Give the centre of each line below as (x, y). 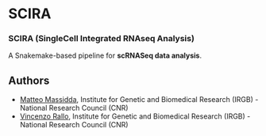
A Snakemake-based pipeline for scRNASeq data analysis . (105, 55)
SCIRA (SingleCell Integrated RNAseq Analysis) (101, 39)
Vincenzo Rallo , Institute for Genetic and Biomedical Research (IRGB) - (135, 116)
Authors (29, 80)
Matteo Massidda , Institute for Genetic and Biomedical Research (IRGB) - (139, 100)
